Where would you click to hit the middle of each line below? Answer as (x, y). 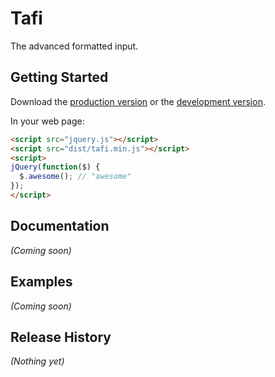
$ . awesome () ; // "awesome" (75, 177)
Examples (41, 282)
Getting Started (59, 77)
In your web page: (47, 121)
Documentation (60, 226)
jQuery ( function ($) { (55, 167)
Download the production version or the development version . (138, 101)
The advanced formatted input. (74, 46)
